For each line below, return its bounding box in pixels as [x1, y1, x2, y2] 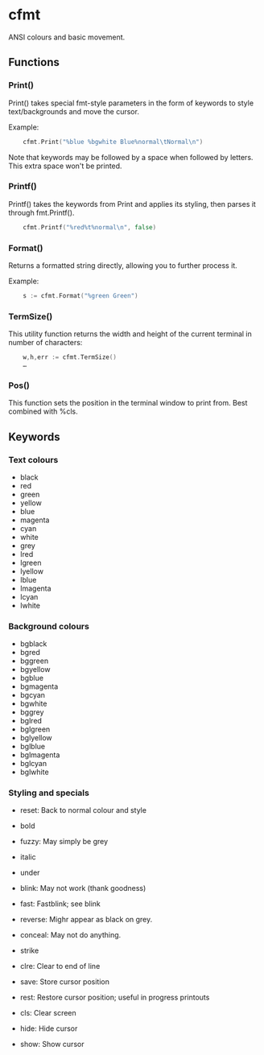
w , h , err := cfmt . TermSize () [23, 353, 117, 361]
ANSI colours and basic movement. [8, 32, 126, 42]
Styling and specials [8, 787, 90, 798]
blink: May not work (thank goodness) [19, 884, 146, 893]
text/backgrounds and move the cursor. [8, 106, 139, 116]
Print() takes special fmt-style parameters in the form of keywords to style [8, 98, 254, 108]
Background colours [8, 620, 90, 632]
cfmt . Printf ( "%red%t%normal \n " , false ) [23, 223, 157, 231]
